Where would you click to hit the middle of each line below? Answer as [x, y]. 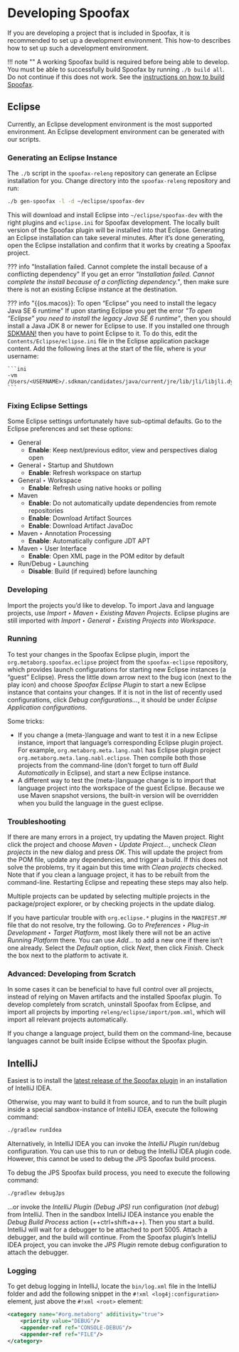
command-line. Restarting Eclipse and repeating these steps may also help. [118, 883]
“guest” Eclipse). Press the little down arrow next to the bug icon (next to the [119, 677]
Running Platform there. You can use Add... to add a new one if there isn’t [115, 940]
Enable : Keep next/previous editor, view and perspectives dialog [123, 450]
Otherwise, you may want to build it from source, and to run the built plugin [117, 1102]
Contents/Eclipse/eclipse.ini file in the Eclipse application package [108, 340]
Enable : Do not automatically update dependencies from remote [122, 503]
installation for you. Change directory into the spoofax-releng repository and [119, 181]
